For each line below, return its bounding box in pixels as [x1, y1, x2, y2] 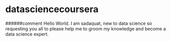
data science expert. [5, 31, 49, 37]
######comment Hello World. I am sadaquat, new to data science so [5, 20, 153, 26]
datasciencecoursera [5, 4, 99, 15]
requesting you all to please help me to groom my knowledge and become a [5, 25, 166, 31]
